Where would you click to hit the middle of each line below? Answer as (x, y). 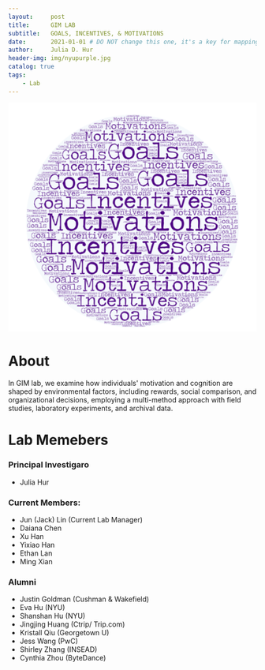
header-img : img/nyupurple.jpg (60, 58)
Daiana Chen (41, 528)
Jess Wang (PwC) (49, 641)
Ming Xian (36, 561)
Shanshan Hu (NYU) (52, 616)
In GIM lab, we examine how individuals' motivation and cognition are (121, 384)
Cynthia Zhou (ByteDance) (63, 658)
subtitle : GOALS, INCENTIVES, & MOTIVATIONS (86, 33)
